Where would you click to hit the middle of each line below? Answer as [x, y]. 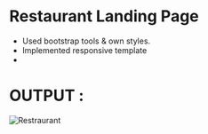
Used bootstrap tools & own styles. [86, 41]
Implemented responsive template [84, 50]
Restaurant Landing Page [104, 16]
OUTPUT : [47, 96]
